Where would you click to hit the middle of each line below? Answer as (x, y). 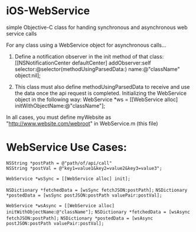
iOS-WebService (48, 11)
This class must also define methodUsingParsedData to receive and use (102, 86)
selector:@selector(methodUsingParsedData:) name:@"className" (97, 69)
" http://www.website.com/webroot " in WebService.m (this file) (82, 123)
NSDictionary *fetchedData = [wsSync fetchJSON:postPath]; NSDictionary (97, 190)
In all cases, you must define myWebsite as (59, 117)
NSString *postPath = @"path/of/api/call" (59, 163)
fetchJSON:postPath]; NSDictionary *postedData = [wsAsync (80, 218)
